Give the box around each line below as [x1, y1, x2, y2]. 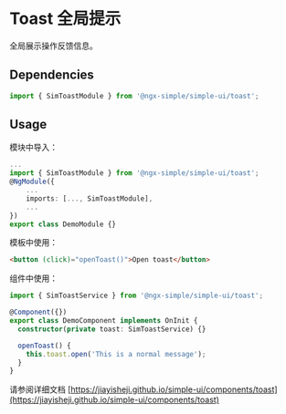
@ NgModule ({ [9, 177, 55, 187]
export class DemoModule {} [9, 220, 117, 229]
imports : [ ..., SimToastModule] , [26, 193, 154, 203]
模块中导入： [9, 142, 58, 153]
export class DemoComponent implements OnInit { [9, 316, 198, 326]
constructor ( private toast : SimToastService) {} [17, 325, 207, 334]
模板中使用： [9, 237, 58, 248]
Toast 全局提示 [9, 8, 122, 29]
